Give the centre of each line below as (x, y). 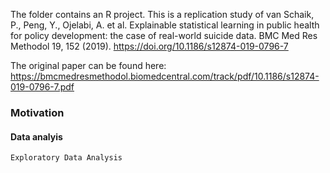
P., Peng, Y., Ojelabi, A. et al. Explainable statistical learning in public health (165, 25)
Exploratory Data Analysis (66, 158)
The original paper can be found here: (88, 65)
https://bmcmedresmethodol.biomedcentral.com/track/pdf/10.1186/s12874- (165, 76)
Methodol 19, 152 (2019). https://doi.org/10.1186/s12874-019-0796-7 (149, 46)
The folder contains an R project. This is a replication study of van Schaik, (162, 14)
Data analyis (36, 136)
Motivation (37, 112)
